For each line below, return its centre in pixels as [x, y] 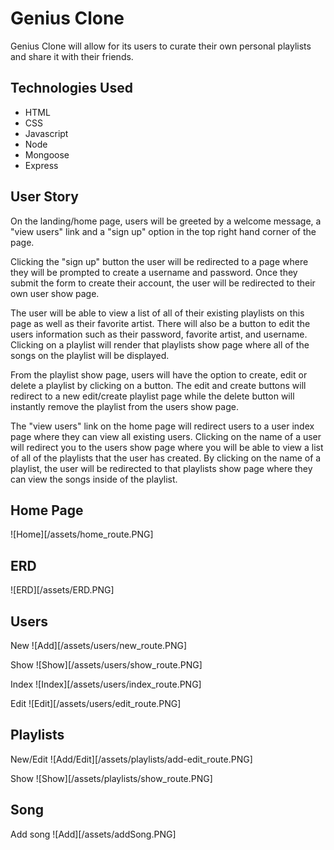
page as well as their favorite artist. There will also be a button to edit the [160, 323]
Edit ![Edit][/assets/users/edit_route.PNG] [96, 703]
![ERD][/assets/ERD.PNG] [62, 590]
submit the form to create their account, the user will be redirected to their [163, 283]
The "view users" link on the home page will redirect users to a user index [162, 426]
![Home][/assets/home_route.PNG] [82, 534]
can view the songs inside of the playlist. [94, 479]
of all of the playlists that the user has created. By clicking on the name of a [166, 458]
